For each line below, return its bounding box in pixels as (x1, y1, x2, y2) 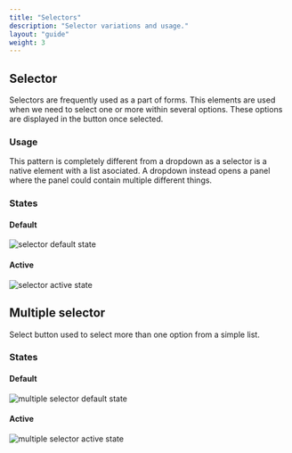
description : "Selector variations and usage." (9, 21, 190, 30)
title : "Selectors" (9, 12, 82, 22)
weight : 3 (9, 37, 46, 47)
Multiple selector (9, 305, 106, 321)
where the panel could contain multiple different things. (9, 175, 212, 185)
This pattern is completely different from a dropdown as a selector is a (9, 156, 267, 167)
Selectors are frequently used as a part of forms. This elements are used (9, 95, 276, 105)
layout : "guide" (9, 29, 69, 38)
